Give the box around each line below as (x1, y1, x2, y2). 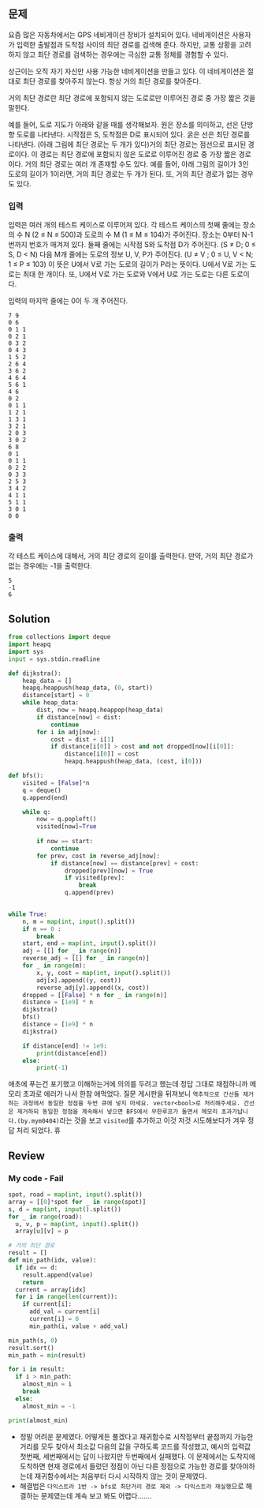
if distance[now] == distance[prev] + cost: (50, 859, 199, 867)
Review (8, 1149, 46, 1162)
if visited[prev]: (64, 874, 125, 882)
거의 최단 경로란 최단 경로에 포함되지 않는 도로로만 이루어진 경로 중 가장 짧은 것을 (8, 93, 256, 103)
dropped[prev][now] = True (64, 867, 154, 875)
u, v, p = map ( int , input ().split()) (15, 1220, 139, 1228)
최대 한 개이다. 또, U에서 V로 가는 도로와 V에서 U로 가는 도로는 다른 (22, 269, 229, 279)
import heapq (8, 640, 51, 649)
